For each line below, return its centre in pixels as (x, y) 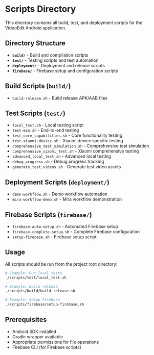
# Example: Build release (31, 286)
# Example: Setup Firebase (33, 300)
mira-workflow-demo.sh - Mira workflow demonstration (67, 199)
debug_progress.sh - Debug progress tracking (58, 162)
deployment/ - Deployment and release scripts (58, 65)
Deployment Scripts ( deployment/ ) (57, 182)
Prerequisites (26, 320)
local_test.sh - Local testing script (48, 125)
